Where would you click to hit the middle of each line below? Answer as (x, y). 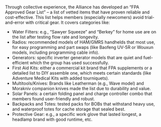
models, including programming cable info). (56, 52)
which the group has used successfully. (69, 63)
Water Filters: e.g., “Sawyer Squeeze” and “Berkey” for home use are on (84, 32)
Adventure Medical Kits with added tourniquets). (60, 78)
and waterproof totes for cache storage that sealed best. (69, 109)
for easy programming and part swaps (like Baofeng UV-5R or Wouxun (83, 47)
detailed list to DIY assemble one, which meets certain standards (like (81, 73)
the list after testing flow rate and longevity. (55, 37)
